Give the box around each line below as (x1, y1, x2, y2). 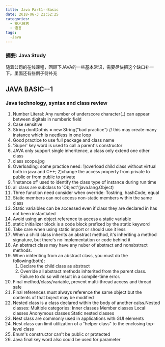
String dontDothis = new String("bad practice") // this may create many (12, 126, 157, 132)
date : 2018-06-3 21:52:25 (5, 12, 58, 17)
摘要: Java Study (5, 52, 46, 59)
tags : (5, 30, 17, 35)
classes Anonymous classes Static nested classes (12, 310, 114, 316)
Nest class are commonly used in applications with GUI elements (12, 315, 144, 321)
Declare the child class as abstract (20, 263, 90, 269)
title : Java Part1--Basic (5, 7, 58, 12)
